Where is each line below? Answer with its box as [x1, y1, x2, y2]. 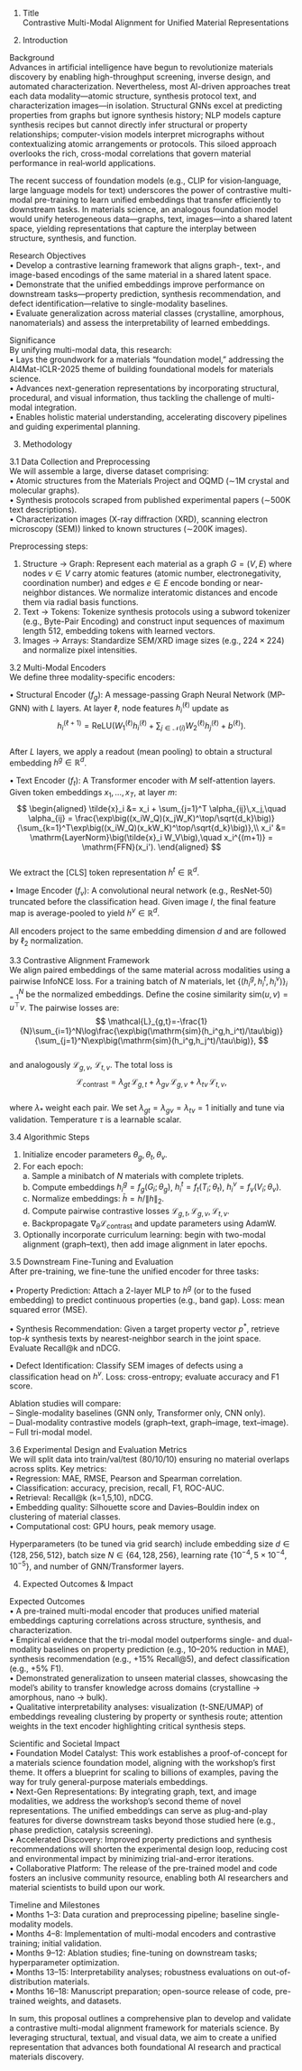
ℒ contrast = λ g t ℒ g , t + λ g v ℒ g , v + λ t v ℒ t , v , [76, 1076, 227, 1090]
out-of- [263, 1966, 291, 1977]
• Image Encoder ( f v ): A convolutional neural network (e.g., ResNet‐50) [9, 885, 273, 897]
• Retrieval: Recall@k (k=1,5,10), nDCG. [9, 1492, 153, 1503]
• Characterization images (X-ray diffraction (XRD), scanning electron [9, 514, 269, 525]
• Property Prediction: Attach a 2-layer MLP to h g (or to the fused [9, 1284, 252, 1296]
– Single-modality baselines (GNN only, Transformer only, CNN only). [9, 1407, 266, 1418]
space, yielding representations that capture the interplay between [9, 223, 257, 234]
